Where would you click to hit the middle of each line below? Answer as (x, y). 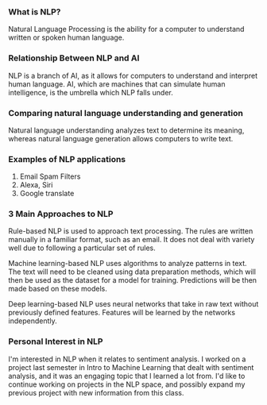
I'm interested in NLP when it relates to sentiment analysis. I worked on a (127, 359)
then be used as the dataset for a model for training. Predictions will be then (132, 280)
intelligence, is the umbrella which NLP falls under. (91, 92)
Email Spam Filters (50, 176)
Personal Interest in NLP (56, 341)
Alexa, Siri (36, 185)
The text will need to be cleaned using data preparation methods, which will (132, 272)
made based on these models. (58, 289)
